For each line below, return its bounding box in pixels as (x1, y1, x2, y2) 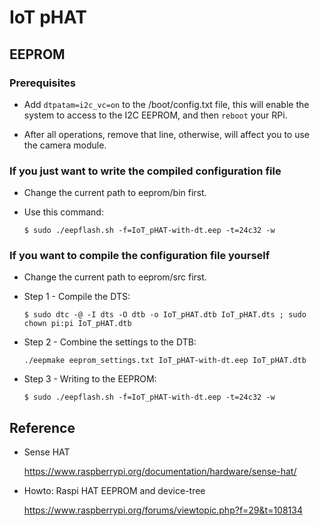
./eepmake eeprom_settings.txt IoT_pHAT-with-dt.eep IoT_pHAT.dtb (23, 356, 307, 366)
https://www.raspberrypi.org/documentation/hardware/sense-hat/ (23, 466, 297, 478)
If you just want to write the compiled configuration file (9, 164, 282, 178)
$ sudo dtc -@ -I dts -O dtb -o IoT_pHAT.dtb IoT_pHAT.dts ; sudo (23, 310, 307, 320)
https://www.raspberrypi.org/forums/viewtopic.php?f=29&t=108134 (23, 504, 303, 516)
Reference (9, 419, 76, 436)
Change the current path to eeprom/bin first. (23, 187, 207, 199)
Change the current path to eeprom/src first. (23, 271, 207, 283)
